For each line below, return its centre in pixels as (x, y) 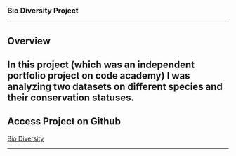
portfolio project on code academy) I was (99, 76)
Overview (29, 41)
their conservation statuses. (71, 98)
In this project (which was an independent (101, 65)
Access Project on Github (64, 122)
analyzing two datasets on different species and (115, 87)
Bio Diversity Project (43, 11)
